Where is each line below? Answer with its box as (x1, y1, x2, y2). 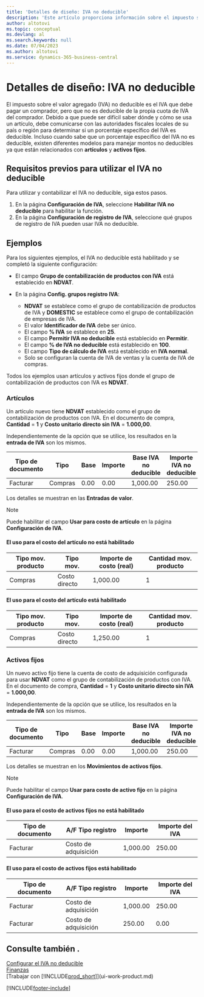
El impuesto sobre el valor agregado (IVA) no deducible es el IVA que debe (6, 100, 193, 108)
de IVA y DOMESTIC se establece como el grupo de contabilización (24, 309, 194, 317)
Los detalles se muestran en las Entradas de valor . (6, 494, 134, 502)
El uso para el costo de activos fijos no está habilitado (6, 806, 144, 814)
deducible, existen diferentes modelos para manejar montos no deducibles (6, 139, 193, 147)
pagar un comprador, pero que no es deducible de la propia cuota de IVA (6, 107, 189, 114)
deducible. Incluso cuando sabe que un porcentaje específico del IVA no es (6, 133, 195, 140)
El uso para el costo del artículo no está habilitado (6, 539, 135, 546)
